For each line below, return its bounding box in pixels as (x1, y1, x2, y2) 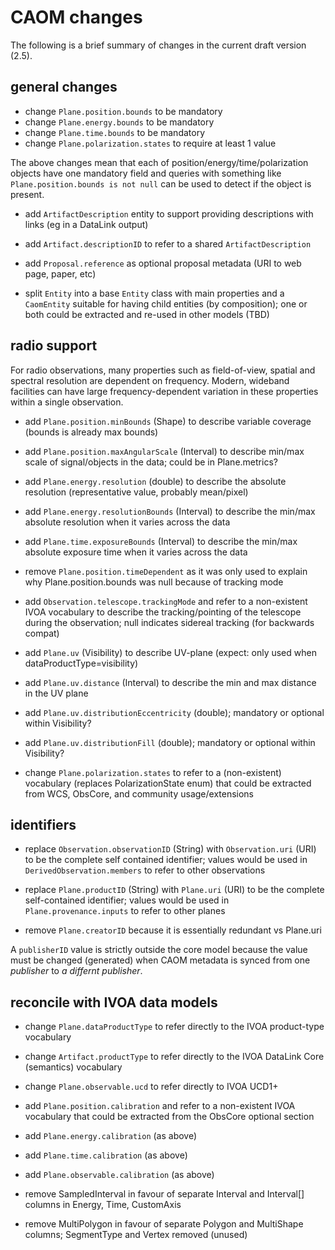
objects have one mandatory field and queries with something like (10, 167, 282, 179)
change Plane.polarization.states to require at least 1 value (24, 137, 277, 149)
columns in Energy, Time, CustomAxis (24, 1199, 182, 1211)
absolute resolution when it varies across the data (24, 516, 231, 528)
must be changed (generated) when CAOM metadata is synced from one (10, 954, 311, 966)
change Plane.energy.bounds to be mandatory (24, 116, 215, 128)
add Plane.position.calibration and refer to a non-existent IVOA (24, 1100, 296, 1112)
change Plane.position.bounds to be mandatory (24, 105, 223, 117)
